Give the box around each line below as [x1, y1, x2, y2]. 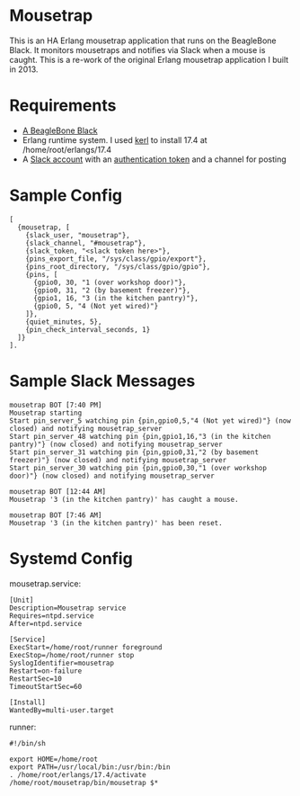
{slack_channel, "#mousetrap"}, [25, 238, 146, 247]
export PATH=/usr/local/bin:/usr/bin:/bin [9, 762, 171, 772]
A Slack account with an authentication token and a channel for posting [22, 154, 287, 165]
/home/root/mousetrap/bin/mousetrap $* [9, 778, 159, 787]
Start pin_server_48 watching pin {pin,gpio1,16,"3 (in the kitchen [9, 432, 271, 441]
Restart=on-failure [9, 666, 83, 675]
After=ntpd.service [9, 619, 83, 628]
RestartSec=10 [9, 674, 63, 684]
